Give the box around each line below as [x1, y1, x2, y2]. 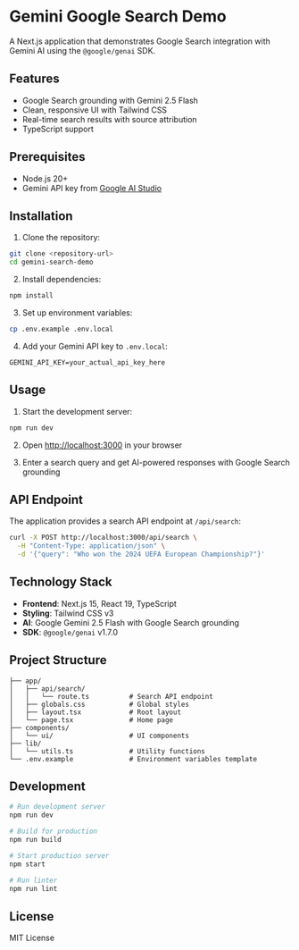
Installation [9, 208, 73, 223]
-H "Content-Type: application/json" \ [17, 542, 166, 551]
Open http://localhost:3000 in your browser [21, 440, 183, 450]
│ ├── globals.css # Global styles [9, 700, 190, 709]
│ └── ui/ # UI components [9, 731, 190, 740]
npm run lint [9, 884, 58, 893]
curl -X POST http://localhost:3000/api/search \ [9, 534, 198, 542]
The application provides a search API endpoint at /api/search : [9, 516, 242, 526]
